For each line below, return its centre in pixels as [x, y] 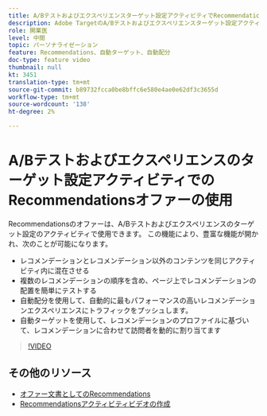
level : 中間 [27, 38]
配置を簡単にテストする [58, 290]
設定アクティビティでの [139, 181]
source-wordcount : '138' [49, 104]
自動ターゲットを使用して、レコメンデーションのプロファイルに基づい [134, 320]
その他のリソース [50, 373]
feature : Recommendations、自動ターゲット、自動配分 [89, 52]
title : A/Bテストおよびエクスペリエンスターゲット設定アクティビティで [111, 16]
